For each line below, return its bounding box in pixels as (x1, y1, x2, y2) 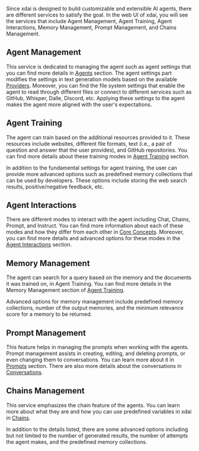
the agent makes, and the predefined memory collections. (6, 438, 147, 445)
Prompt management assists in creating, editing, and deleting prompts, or (6, 350, 185, 357)
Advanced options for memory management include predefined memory (6, 298, 184, 305)
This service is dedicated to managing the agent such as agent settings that (6, 63, 191, 70)
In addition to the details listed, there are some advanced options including (6, 426, 188, 433)
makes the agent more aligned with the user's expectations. (6, 101, 152, 108)
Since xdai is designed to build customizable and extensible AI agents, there (6, 5, 192, 12)
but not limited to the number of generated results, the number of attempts (6, 432, 188, 439)
